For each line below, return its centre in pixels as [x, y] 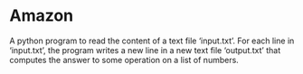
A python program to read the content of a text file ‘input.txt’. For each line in [152, 41]
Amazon [42, 16]
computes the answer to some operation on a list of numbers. [124, 60]
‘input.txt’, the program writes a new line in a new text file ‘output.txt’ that [145, 50]
